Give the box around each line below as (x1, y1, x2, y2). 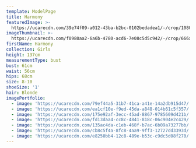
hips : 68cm (6, 73, 33, 79)
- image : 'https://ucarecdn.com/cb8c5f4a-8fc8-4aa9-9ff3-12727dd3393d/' (11, 128, 192, 134)
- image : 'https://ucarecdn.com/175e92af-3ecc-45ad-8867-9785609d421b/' (11, 111, 192, 117)
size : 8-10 (6, 79, 33, 85)
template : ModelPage (6, 8, 57, 15)
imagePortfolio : (6, 95, 45, 101)
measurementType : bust (6, 57, 61, 63)
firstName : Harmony (6, 41, 54, 47)
